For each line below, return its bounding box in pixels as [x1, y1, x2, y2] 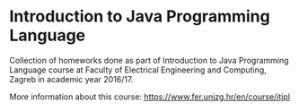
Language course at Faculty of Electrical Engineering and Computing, [9, 64, 267, 75]
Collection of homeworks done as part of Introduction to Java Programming [9, 55, 289, 65]
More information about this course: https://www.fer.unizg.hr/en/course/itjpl [9, 91, 290, 102]
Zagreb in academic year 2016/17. [9, 73, 134, 84]
